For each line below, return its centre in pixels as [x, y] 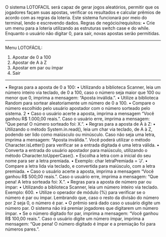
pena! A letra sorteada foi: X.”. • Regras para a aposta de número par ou [78, 182]
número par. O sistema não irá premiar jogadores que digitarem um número [82, 208]
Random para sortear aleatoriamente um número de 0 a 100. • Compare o [80, 103]
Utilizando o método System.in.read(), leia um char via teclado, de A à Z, [79, 129]
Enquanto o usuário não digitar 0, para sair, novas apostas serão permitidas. [83, 33]
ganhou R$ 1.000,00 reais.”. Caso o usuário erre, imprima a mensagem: [78, 119]
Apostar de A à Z [29, 62]
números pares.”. [22, 229]
